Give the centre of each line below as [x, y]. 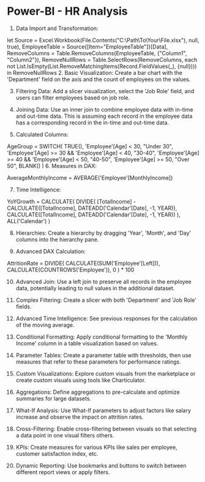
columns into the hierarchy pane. [58, 239]
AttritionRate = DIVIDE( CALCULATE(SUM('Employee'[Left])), [84, 263]
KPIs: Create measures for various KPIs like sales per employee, [96, 447]
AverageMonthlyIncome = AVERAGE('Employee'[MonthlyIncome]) [90, 178]
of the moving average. [45, 325]
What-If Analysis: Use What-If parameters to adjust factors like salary [103, 410]
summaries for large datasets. [53, 398]
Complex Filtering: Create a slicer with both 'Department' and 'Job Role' [106, 300]
